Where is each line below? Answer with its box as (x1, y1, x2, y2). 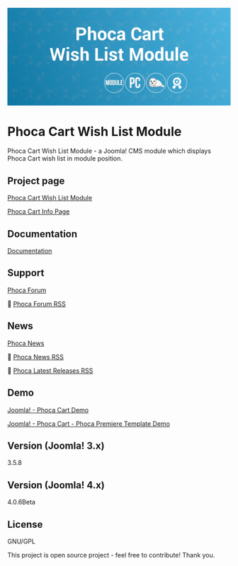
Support (7, 267, 45, 279)
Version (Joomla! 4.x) (7, 479, 105, 491)
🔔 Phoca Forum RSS (7, 299, 66, 308)
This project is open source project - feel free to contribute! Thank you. (7, 550, 215, 559)
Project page (7, 175, 65, 187)
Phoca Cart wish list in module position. (7, 154, 123, 163)
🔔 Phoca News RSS (7, 352, 64, 361)
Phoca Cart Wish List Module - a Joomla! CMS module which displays (7, 146, 211, 156)
